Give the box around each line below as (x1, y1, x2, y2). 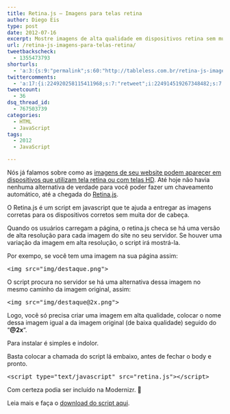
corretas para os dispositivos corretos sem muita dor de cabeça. (7, 211, 190, 219)
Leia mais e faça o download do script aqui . (7, 399, 130, 407)
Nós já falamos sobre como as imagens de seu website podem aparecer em (7, 168, 222, 177)
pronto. (7, 360, 28, 367)
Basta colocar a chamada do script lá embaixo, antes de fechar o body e (7, 352, 212, 360)
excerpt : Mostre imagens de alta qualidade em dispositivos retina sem (7, 36, 216, 42)
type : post (7, 23, 38, 29)
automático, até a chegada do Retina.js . (7, 190, 118, 198)
